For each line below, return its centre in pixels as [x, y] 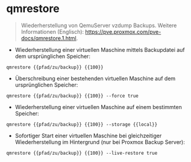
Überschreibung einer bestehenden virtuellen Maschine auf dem [95, 78]
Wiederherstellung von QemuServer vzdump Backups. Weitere [99, 25]
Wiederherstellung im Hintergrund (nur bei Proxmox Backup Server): [100, 142]
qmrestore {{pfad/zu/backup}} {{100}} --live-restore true [82, 153]
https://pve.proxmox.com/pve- [123, 31]
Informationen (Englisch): [52, 31]
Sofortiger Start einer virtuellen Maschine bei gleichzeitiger [88, 136]
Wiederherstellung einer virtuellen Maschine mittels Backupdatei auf [100, 49]
